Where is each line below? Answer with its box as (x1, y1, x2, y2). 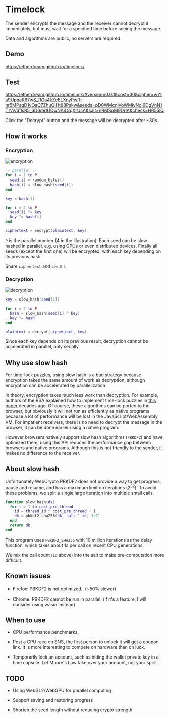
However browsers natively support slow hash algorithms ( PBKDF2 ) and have (5, 434, 163, 440)
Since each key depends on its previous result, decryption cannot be (5, 338, 148, 344)
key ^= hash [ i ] (10, 214, 42, 220)
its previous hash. (5, 253, 42, 259)
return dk (10, 523, 30, 528)
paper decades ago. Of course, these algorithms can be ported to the (5, 403, 150, 409)
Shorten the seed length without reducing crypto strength (12, 707, 133, 713)
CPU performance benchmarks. (12, 629, 79, 635)
